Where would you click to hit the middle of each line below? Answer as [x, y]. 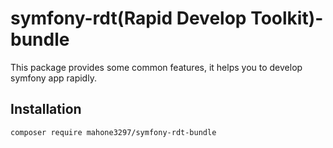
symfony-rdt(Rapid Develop [128, 18]
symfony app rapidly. [53, 78]
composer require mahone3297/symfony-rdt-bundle [113, 132]
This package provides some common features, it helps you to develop [156, 67]
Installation [46, 109]
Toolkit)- [287, 18]
